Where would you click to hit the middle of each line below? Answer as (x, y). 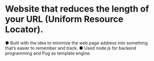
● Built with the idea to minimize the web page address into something (77, 43)
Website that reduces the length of (77, 9)
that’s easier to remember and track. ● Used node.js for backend (71, 48)
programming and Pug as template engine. (48, 53)
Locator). (24, 30)
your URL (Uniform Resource (64, 19)
